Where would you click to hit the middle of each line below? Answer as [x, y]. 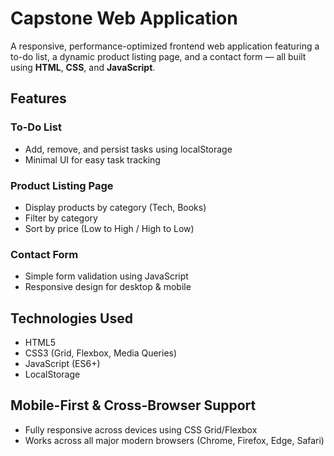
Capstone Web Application [124, 18]
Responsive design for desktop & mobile [108, 287]
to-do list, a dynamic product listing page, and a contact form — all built [158, 56]
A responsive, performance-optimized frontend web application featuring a [165, 46]
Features [38, 98]
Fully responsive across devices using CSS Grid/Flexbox [141, 429]
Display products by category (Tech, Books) [115, 207]
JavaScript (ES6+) [62, 364]
